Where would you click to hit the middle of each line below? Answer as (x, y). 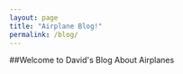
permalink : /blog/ (44, 34)
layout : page (34, 18)
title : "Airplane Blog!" (56, 26)
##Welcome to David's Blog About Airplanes (92, 60)
